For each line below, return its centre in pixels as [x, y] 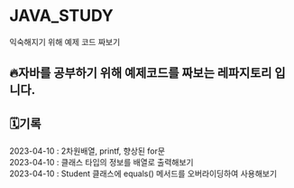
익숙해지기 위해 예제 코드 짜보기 [65, 42]
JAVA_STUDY [62, 16]
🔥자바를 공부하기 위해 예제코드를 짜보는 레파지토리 [141, 73]
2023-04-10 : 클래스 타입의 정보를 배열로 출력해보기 [101, 163]
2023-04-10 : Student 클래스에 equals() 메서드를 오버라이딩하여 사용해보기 [143, 174]
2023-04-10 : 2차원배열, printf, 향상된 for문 [87, 151]
